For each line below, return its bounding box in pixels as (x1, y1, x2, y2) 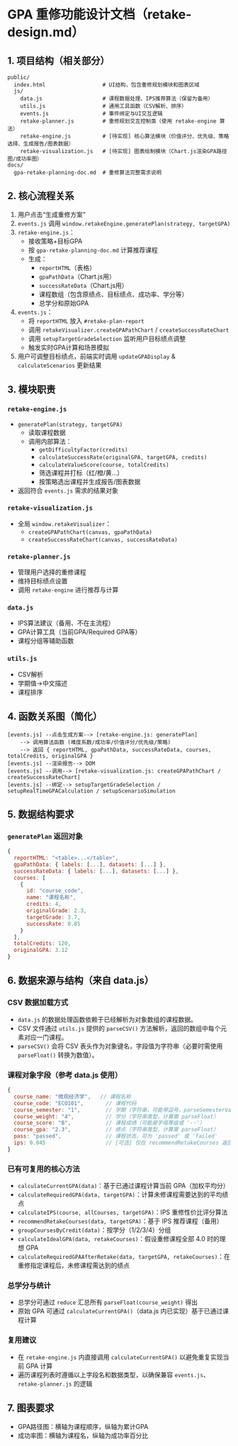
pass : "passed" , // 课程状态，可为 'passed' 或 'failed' (13, 1133, 218, 1140)
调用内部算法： (28, 437, 72, 445)
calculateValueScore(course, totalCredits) (38, 461, 169, 469)
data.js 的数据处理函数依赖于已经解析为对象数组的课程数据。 (17, 1015, 197, 1024)
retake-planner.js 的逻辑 (17, 1379, 93, 1388)
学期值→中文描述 (17, 678, 68, 688)
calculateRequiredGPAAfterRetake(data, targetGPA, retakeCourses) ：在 (17, 1252, 230, 1261)
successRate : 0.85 (25, 920, 81, 927)
